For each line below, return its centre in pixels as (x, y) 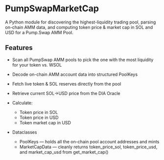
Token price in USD (39, 117)
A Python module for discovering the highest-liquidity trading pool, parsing (81, 22)
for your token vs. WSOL (37, 65)
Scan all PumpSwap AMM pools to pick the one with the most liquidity (83, 60)
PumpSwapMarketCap (52, 9)
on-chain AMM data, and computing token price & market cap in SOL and (79, 27)
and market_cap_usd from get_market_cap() (64, 152)
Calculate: (22, 103)
